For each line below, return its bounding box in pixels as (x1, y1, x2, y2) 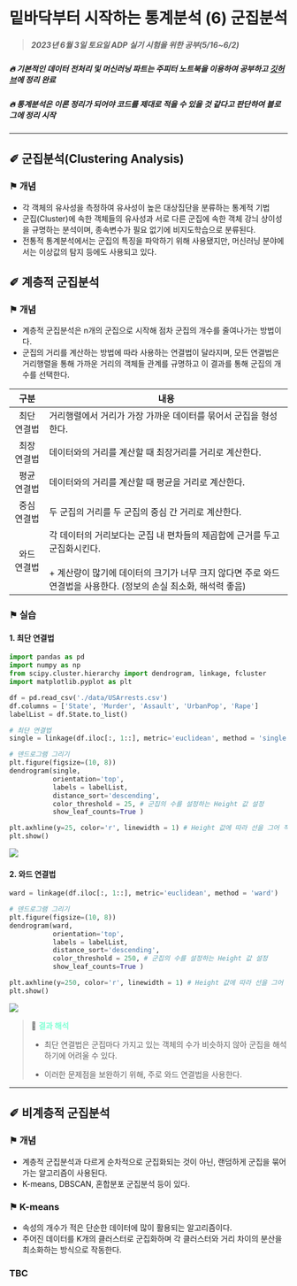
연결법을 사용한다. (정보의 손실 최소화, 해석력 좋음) (49, 581, 247, 593)
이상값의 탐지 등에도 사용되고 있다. (38, 246, 157, 257)
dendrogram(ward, (9, 921, 73, 930)
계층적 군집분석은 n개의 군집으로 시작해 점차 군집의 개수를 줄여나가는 (21, 325, 258, 336)
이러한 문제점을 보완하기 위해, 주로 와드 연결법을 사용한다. (43, 1068, 243, 1080)
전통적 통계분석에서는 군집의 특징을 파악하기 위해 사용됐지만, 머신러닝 (21, 235, 261, 246)
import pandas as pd (9, 652, 86, 662)
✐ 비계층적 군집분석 (9, 1105, 110, 1120)
